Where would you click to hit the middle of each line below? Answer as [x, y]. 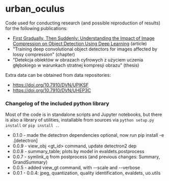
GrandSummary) [30, 162]
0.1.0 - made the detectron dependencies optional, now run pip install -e [88, 135]
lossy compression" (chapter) [44, 54]
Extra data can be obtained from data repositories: [58, 75]
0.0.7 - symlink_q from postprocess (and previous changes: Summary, [86, 157]
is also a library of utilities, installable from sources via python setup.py [80, 120]
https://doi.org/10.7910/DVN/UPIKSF [51, 85]
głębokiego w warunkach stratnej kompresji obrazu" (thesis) [76, 65]
